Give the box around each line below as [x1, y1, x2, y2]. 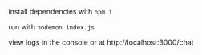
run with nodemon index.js [8, 22, 95, 31]
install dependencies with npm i [8, 7, 113, 16]
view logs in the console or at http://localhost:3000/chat [8, 37, 194, 47]
